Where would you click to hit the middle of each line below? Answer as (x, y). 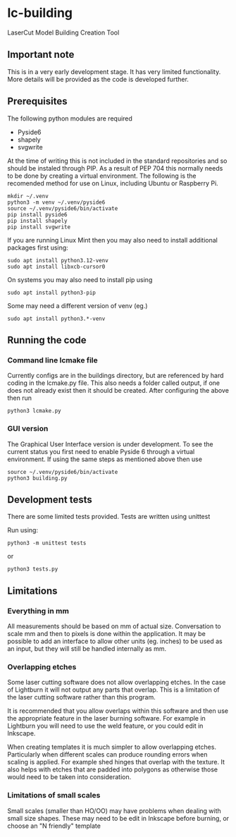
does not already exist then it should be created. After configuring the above (118, 391)
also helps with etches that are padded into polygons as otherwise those (113, 769)
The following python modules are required (70, 118)
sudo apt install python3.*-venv (56, 319)
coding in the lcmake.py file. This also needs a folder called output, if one (114, 383)
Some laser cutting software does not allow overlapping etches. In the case (117, 683)
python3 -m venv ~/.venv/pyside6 (56, 202)
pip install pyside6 (38, 214)
